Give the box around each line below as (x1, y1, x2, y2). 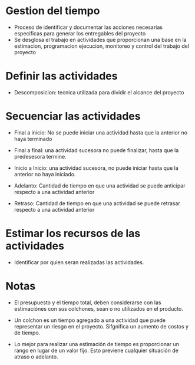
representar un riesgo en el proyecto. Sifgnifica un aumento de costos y (14, 323, 189, 330)
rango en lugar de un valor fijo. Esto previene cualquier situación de (14, 347, 179, 354)
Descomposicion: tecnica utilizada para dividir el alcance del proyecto (14, 88, 184, 96)
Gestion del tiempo (5, 4, 100, 18)
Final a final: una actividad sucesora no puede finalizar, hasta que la (14, 146, 179, 154)
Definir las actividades (5, 70, 118, 83)
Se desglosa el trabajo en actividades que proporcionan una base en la (14, 36, 187, 43)
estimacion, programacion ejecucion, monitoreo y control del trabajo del (14, 42, 190, 50)
